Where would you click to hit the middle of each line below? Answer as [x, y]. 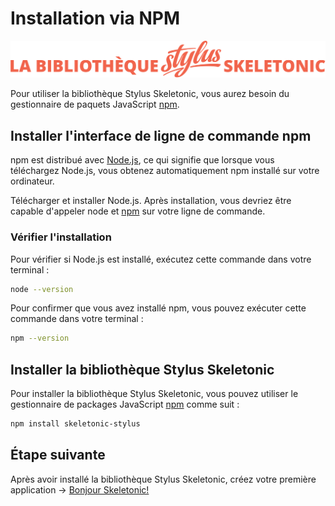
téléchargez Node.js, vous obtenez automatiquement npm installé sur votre [165, 171]
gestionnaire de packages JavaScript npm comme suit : [125, 404]
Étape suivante [58, 455]
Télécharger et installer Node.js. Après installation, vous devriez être [151, 201]
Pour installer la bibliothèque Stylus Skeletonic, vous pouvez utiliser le [154, 394]
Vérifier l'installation [61, 237]
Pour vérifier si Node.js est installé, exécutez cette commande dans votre [161, 259]
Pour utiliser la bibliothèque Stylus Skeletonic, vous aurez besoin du [150, 94]
